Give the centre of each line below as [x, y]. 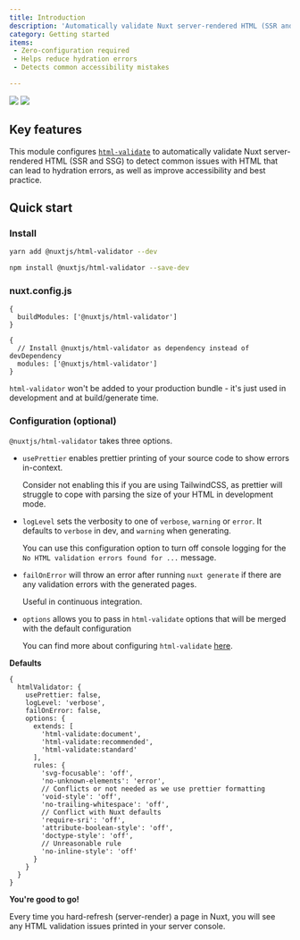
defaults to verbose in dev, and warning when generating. [127, 530]
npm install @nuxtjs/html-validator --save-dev [100, 268]
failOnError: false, [63, 710]
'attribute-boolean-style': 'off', [108, 827]
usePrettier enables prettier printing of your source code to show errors [156, 457]
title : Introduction [48, 17]
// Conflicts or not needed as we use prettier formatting [154, 789]
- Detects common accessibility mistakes [91, 68]
